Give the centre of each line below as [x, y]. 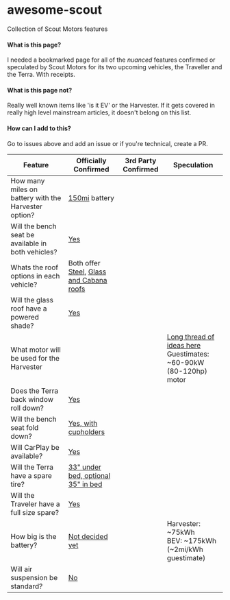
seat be [23, 235]
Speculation [193, 165]
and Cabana [88, 280]
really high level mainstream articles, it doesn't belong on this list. [99, 112]
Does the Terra [35, 391]
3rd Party [141, 160]
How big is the [34, 536]
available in [29, 243]
